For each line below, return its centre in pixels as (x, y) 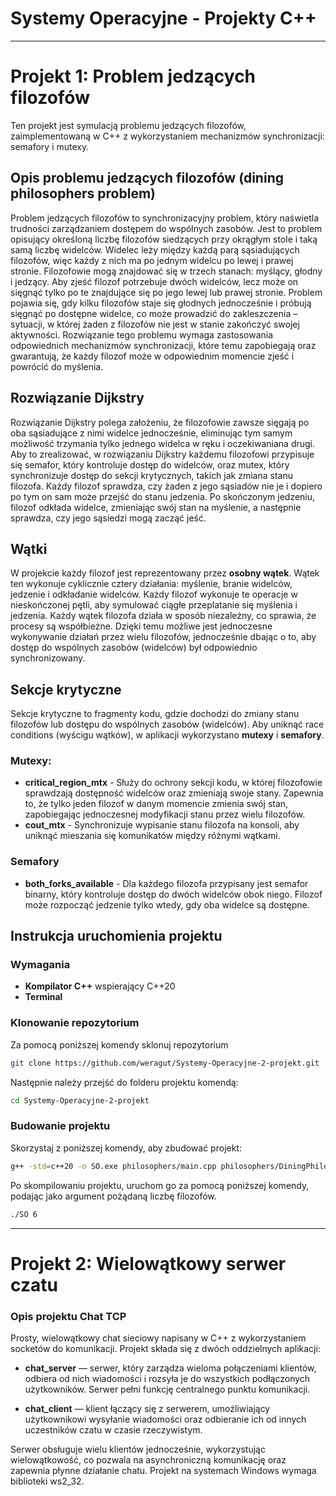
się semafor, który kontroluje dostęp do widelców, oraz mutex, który (150, 464)
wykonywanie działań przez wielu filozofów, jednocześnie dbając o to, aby (163, 637)
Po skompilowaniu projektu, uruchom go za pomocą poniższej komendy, (160, 1185)
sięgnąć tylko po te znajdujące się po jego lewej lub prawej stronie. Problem (166, 292)
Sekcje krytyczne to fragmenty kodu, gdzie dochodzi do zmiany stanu (155, 714)
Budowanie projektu (60, 1126)
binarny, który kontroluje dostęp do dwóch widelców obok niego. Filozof (173, 894)
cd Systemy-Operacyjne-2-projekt (80, 1100)
